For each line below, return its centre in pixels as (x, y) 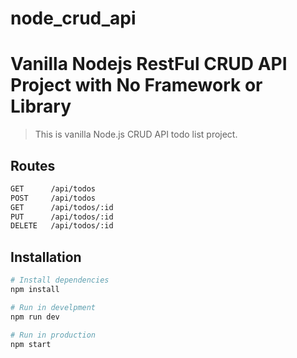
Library (41, 106)
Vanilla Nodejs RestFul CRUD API (149, 64)
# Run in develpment (53, 307)
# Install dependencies (60, 280)
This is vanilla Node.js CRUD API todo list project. (136, 134)
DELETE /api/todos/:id (62, 226)
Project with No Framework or (136, 85)
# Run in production (53, 335)
